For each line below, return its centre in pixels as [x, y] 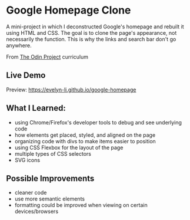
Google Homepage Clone [69, 10]
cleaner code [31, 193]
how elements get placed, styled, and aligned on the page [85, 135]
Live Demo [26, 75]
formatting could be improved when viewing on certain [81, 205]
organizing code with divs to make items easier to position [85, 141]
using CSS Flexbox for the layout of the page [69, 147]
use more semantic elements [50, 199]
